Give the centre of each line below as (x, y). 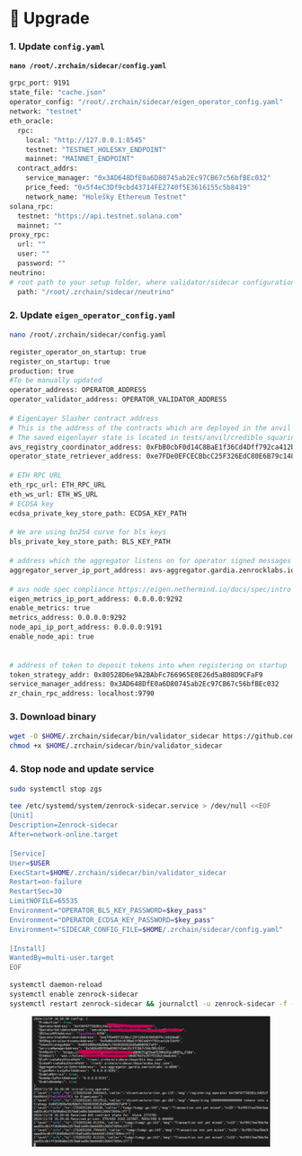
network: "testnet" (46, 112)
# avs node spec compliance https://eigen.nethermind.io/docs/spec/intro (151, 589)
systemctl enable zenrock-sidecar (74, 994)
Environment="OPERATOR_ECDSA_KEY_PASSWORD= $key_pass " (112, 920)
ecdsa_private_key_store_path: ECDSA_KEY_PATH (98, 513)
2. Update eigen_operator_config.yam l (92, 315)
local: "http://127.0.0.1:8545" (86, 140)
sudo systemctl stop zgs (56, 789)
